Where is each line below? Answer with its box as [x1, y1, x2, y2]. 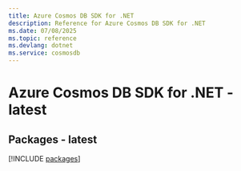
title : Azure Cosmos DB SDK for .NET [8, 11, 135, 20]
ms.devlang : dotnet [8, 42, 74, 50]
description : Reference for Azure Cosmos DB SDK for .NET [8, 19, 206, 27]
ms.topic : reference [8, 34, 78, 43]
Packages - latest [8, 132, 98, 146]
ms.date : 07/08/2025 [8, 26, 78, 35]
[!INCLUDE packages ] [8, 154, 81, 163]
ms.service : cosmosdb [8, 49, 81, 57]
